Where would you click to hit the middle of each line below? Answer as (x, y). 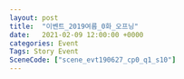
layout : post (34, 18)
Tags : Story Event (44, 52)
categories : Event (44, 43)
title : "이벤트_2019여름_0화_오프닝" (74, 26)
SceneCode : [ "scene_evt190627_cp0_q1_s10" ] (93, 60)
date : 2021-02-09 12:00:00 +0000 (77, 35)
